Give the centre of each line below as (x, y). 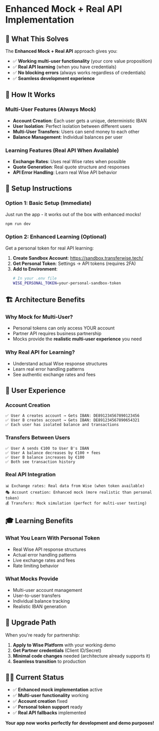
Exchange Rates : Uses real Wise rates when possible (69, 161)
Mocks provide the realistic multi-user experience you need (77, 339)
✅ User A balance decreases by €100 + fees (53, 453)
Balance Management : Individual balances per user (68, 137)
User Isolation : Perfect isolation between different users (72, 126)
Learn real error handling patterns (48, 369)
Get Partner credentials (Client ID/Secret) (57, 650)
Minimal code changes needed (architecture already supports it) (81, 656)
